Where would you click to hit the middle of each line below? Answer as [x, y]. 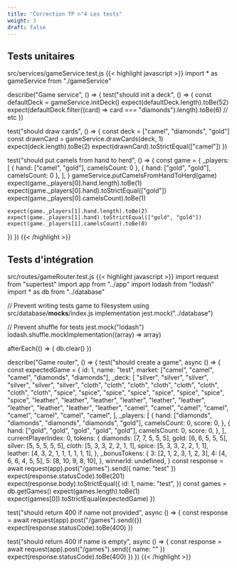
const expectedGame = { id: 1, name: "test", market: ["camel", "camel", [111, 370]
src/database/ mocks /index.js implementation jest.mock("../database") [110, 313]
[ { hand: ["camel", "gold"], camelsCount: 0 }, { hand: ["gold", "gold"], [109, 168]
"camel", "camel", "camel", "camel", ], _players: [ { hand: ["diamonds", [110, 415]
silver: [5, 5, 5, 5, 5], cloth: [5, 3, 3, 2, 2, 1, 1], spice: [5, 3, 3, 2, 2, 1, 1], [108, 446]
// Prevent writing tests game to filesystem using [78, 305]
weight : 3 [22, 21]
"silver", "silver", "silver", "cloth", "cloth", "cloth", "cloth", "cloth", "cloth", [113, 385]
